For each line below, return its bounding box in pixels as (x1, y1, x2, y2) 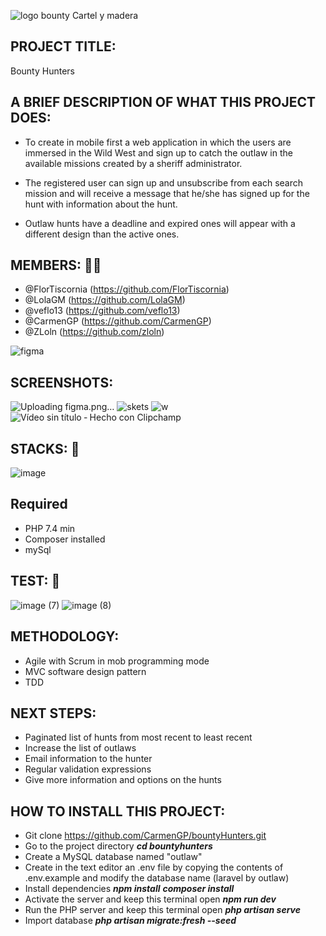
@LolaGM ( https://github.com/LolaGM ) (24, 294, 186, 306)
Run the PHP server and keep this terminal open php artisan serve (24, 904, 302, 916)
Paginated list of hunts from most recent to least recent (24, 731, 253, 744)
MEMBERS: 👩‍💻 (10, 257, 102, 274)
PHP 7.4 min (24, 522, 76, 534)
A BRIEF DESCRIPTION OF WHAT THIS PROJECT (10, 94, 317, 111)
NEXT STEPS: (10, 705, 97, 722)
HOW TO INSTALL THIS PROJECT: (10, 803, 226, 820)
